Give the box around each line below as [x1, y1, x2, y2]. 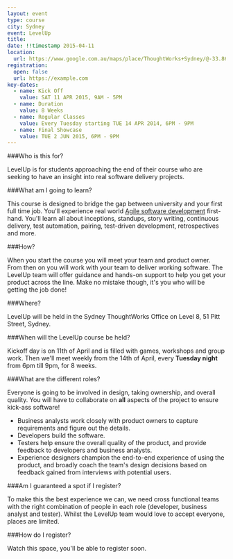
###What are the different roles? [7, 375, 101, 383]
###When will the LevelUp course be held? [7, 333, 130, 342]
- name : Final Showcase [13, 126, 82, 133]
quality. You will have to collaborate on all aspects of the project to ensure [7, 396, 218, 404]
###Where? [7, 299, 42, 308]
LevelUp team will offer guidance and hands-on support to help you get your [7, 271, 226, 279]
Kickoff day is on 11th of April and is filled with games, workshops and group [7, 347, 225, 355]
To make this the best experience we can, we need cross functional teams [7, 495, 220, 503]
